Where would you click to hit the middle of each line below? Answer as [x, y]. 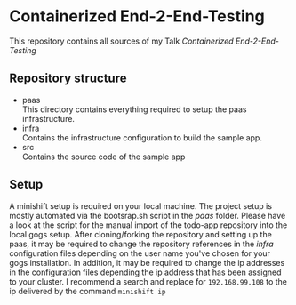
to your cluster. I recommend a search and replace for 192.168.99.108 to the [148, 281]
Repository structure [68, 79]
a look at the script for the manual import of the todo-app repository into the [148, 225]
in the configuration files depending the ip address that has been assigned [145, 272]
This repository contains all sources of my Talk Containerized [121, 41]
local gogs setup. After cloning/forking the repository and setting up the [141, 234]
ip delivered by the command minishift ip [88, 291]
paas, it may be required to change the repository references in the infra [141, 244]
